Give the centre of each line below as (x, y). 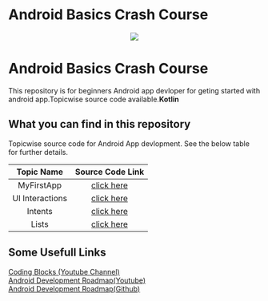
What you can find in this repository (100, 124)
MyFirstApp (40, 185)
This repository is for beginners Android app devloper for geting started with (134, 90)
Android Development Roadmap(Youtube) (77, 280)
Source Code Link (110, 172)
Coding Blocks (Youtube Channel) (64, 271)
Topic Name (40, 172)
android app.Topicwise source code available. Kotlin (94, 99)
